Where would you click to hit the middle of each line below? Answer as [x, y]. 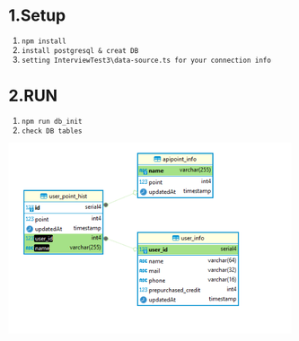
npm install [44, 41]
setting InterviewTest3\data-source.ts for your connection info [146, 60]
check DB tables [52, 131]
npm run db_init [52, 121]
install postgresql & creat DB [80, 50]
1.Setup [37, 16]
